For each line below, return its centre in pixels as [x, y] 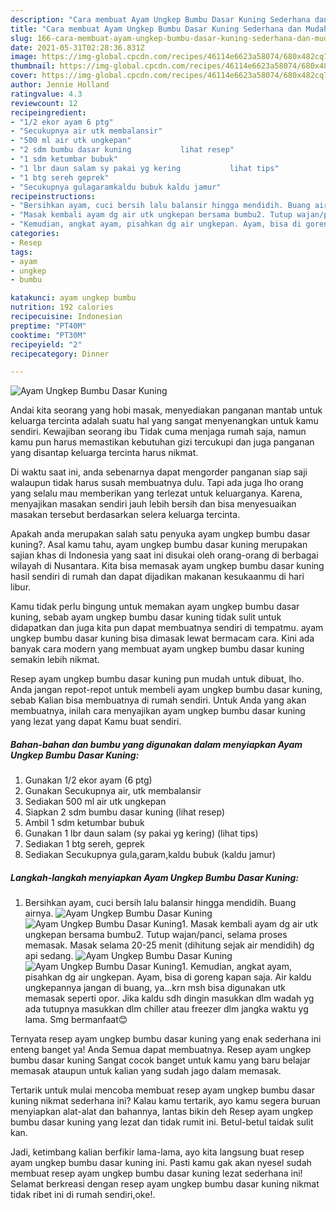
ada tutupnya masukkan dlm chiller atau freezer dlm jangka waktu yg [166, 1009]
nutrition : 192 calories [62, 307]
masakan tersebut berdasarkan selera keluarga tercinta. [125, 515]
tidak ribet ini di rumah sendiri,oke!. [83, 1195]
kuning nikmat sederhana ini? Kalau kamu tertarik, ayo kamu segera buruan [165, 1101]
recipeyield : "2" [46, 344]
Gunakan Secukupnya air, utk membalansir [113, 791]
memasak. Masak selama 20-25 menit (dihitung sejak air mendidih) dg [169, 945]
